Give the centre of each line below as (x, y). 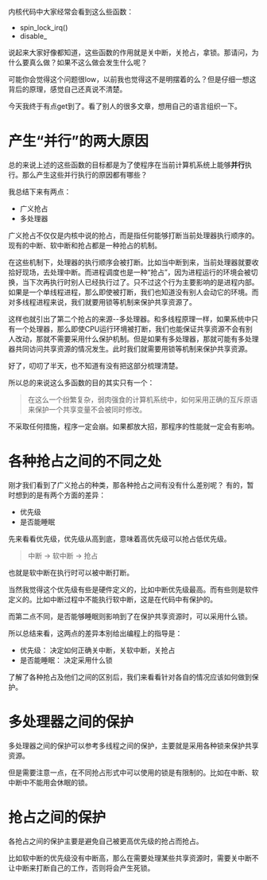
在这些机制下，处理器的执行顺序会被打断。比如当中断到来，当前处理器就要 (130, 262)
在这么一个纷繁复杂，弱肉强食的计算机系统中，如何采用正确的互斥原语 (143, 399)
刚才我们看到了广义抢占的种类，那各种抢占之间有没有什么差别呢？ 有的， (128, 485)
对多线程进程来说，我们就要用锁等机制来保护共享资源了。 (102, 302)
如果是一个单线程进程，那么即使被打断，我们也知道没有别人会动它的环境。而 (133, 292)
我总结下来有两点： (40, 191)
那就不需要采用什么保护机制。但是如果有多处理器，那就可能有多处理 (147, 339)
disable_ (33, 36)
